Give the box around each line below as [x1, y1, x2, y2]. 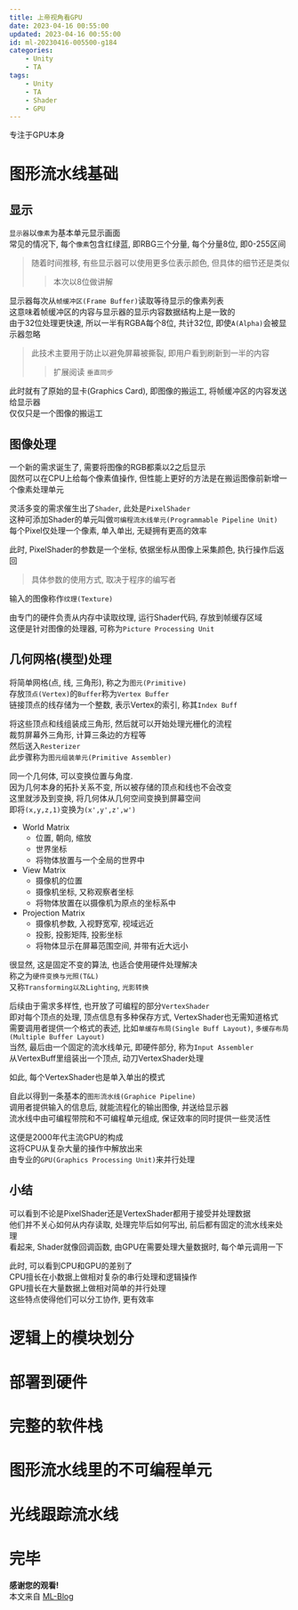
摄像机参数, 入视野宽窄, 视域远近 [35, 918, 154, 929]
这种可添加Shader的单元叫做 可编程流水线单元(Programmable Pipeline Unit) [9, 514, 278, 525]
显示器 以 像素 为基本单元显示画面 [9, 228, 121, 239]
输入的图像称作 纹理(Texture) [9, 593, 114, 604]
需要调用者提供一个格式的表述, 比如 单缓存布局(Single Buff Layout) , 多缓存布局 [9, 1022, 289, 1033]
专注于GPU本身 [9, 130, 65, 141]
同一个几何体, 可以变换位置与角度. [9, 770, 133, 781]
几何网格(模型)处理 [9, 652, 112, 667]
